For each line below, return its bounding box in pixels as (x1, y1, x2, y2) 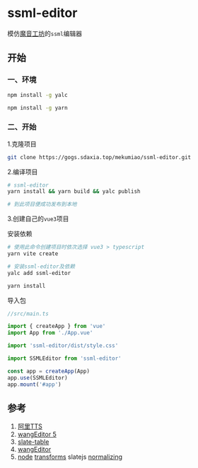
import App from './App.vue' (7, 329, 93, 337)
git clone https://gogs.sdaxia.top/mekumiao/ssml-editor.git (7, 153, 192, 160)
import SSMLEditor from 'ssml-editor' (7, 355, 122, 362)
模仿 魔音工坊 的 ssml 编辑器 (7, 29, 83, 37)
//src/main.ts (7, 310, 49, 317)
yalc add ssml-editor (7, 269, 71, 276)
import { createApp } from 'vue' (7, 323, 106, 330)
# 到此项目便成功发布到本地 (7, 201, 78, 208)
